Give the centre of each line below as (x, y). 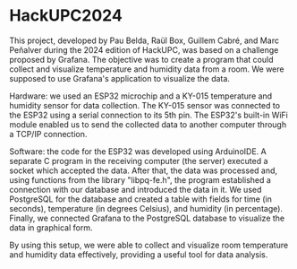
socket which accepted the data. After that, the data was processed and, (144, 170)
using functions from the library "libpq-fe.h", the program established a (140, 179)
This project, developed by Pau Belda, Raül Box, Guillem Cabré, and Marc (144, 40)
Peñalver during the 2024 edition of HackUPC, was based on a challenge (144, 49)
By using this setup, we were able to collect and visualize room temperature (149, 245)
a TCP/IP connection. (48, 134)
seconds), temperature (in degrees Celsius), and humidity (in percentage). (146, 208)
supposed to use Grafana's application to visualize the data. (120, 78)
